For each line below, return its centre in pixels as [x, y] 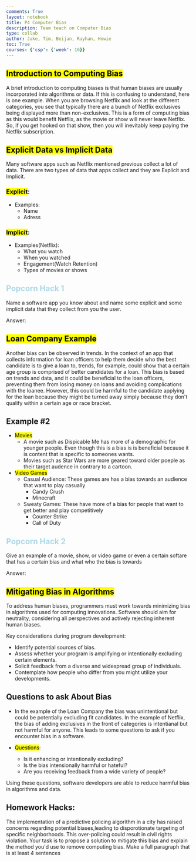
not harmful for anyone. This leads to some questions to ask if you [94, 730]
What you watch [43, 251]
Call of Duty [46, 523]
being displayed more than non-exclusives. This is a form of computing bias [98, 113]
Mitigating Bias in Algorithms [60, 592]
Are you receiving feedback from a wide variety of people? [94, 771]
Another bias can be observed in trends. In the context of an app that [89, 353]
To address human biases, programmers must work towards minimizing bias [98, 606]
